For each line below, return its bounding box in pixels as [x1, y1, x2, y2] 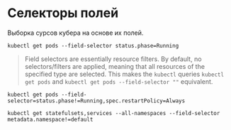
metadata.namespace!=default [7, 116, 94, 123]
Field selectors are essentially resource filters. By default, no [24, 55, 202, 63]
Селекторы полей [7, 5, 119, 21]
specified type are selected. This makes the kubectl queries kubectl [24, 70, 225, 78]
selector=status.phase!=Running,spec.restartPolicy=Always [7, 97, 186, 104]
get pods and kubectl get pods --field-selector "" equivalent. [24, 77, 213, 86]
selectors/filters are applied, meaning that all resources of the [24, 62, 205, 70]
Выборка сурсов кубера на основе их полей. [7, 28, 144, 37]
